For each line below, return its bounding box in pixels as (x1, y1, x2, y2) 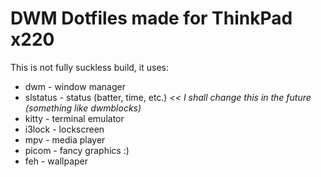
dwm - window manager (24, 80, 126, 92)
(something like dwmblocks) (24, 102, 142, 114)
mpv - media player (24, 133, 106, 146)
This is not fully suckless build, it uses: (10, 61, 170, 73)
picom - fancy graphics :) (24, 144, 130, 156)
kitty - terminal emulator (24, 112, 125, 124)
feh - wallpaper (24, 155, 88, 167)
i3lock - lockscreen (24, 123, 105, 135)
